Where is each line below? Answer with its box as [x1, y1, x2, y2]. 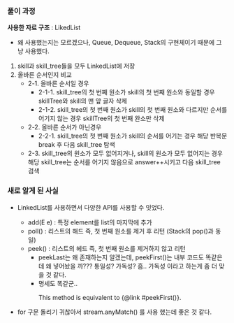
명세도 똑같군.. [38, 279, 78, 287]
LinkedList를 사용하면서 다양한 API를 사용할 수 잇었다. [17, 203, 165, 211]
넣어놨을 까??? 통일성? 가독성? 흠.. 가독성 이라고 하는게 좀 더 [53, 261, 218, 270]
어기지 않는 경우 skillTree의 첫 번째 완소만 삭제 [38, 114, 165, 123]
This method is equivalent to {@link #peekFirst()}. [38, 293, 182, 301]
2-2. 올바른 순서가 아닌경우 [27, 123, 102, 131]
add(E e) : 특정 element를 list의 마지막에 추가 [27, 218, 152, 227]
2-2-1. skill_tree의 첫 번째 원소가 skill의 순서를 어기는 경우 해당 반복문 [38, 131, 228, 141]
